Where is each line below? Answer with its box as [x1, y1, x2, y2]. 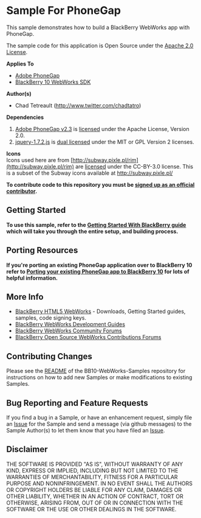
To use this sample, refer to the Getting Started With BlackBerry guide [6, 221, 186, 228]
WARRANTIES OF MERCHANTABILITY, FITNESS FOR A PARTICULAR [6, 473, 178, 480]
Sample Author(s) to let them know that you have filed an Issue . [6, 427, 165, 434]
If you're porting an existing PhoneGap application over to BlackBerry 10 [6, 261, 192, 269]
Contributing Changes [6, 351, 92, 362]
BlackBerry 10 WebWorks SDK [15, 78, 91, 86]
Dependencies [6, 113, 44, 121]
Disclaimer [6, 444, 48, 455]
